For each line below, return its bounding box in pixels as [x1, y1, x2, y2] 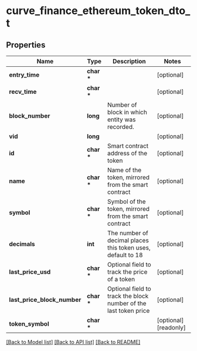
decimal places [107, 236, 150, 244]
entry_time [9, 71, 40, 79]
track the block [107, 292, 149, 300]
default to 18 [107, 251, 143, 259]
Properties [6, 40, 46, 50]
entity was [107, 115, 136, 124]
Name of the [107, 166, 142, 174]
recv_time [9, 88, 37, 96]
